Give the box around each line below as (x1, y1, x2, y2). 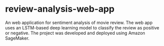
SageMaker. (5, 35, 30, 41)
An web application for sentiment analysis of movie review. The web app (5, 20, 153, 25)
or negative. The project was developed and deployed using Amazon (5, 30, 146, 36)
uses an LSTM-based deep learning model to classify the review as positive (5, 24, 160, 30)
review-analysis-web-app (5, 3, 115, 15)
